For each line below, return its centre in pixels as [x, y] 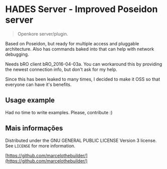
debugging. [17, 54]
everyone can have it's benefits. [38, 84]
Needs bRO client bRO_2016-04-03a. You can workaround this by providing [84, 64]
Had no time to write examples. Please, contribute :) [59, 112]
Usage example [30, 100]
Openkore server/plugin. [43, 34]
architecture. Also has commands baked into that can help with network [80, 49]
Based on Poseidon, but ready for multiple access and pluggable [72, 43]
